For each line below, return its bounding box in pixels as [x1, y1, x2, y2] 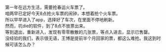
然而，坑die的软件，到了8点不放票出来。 [5, 23, 88, 29]
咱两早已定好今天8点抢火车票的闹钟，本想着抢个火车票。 [5, 10, 121, 16]
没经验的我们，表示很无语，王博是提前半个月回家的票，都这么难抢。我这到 [5, 35, 157, 41]
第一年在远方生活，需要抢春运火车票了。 [5, 4, 87, 10]
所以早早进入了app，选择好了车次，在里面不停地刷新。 [5, 17, 117, 22]
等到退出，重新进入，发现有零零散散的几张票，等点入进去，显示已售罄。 [5, 29, 152, 35]
